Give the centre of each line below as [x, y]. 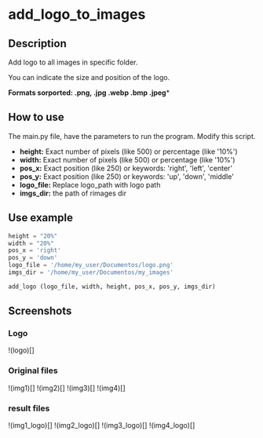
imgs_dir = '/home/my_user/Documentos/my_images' [91, 272]
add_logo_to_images [77, 15]
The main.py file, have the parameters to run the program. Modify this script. [132, 136]
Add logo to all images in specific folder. [73, 62]
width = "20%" [31, 243]
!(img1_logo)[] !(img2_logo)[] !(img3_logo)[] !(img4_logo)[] [102, 425]
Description [37, 44]
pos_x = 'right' [35, 250]
